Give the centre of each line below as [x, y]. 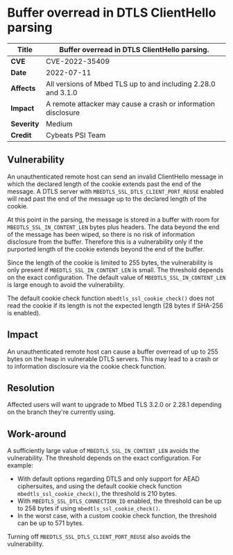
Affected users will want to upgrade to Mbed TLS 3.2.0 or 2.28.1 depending [114, 405]
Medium [59, 124]
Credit [21, 135]
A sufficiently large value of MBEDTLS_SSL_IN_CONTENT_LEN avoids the [103, 451]
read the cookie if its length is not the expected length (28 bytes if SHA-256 [115, 305]
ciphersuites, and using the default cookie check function [100, 486]
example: [20, 465]
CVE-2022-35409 [78, 61]
